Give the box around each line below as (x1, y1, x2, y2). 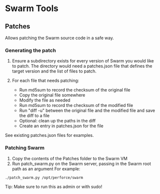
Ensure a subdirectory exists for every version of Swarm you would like (12, 58, 154, 64)
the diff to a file (19, 113, 50, 119)
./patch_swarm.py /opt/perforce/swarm (5, 175, 83, 180)
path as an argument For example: (12, 165, 81, 172)
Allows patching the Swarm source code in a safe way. (5, 35, 114, 41)
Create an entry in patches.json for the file (19, 123, 104, 129)
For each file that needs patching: (12, 78, 79, 84)
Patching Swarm (5, 145, 45, 151)
